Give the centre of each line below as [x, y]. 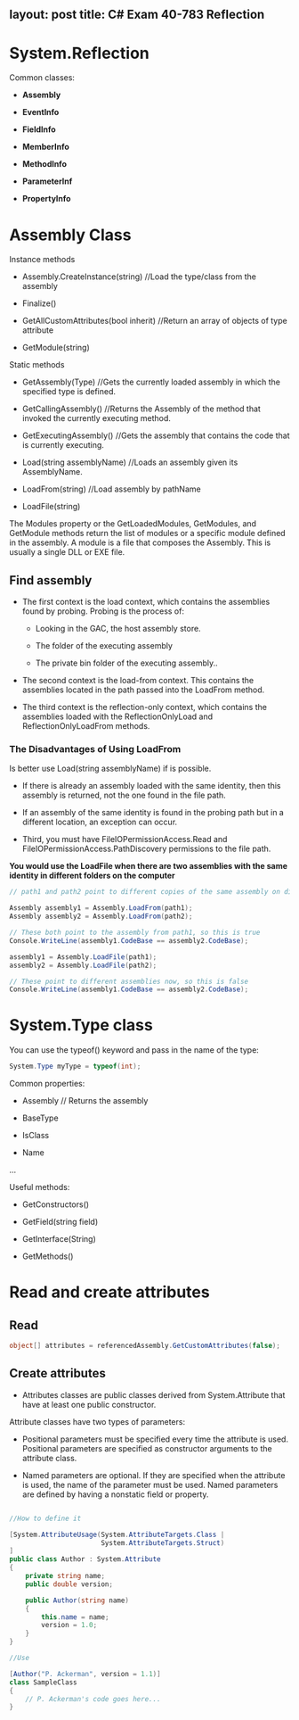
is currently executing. [63, 445]
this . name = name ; [75, 1617]
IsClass [36, 1136]
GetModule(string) [56, 348]
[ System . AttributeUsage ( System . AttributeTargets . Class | [117, 1534]
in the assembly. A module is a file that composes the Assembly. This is [140, 542]
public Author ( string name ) [77, 1600]
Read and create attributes [110, 1292]
